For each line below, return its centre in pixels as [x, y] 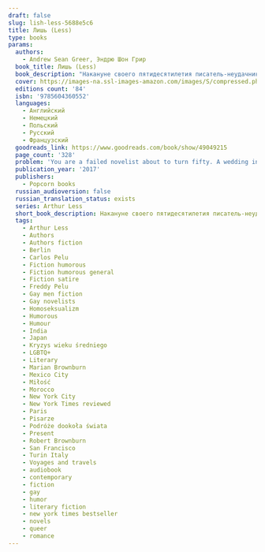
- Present [39, 433]
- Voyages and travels [60, 463]
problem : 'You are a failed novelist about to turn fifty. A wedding [132, 162]
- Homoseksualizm [51, 308]
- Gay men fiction [52, 294]
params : [21, 45]
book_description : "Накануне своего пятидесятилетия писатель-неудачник [137, 74]
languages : [33, 103]
